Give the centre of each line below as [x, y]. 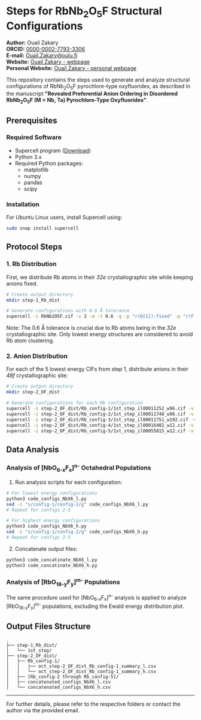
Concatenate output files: [46, 549]
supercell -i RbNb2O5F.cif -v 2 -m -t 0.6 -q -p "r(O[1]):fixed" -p [93, 317]
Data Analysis [33, 449]
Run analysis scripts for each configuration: [68, 482]
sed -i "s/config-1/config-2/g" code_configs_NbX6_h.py [77, 532]
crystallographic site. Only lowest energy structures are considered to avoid [100, 335]
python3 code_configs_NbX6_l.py [46, 499]
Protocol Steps [34, 247]
